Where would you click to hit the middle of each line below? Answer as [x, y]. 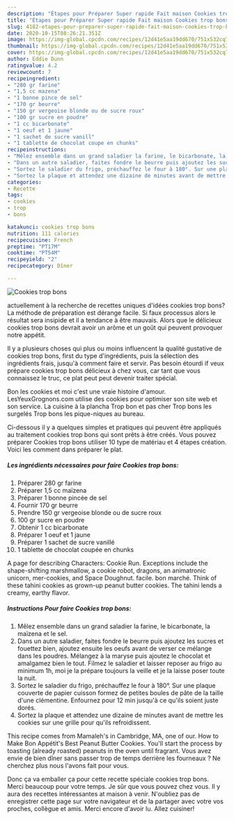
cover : [17, 53]
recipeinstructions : [37, 150]
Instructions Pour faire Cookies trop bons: [69, 609]
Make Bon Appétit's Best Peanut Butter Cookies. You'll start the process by [115, 743]
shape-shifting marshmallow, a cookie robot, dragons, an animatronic [107, 570]
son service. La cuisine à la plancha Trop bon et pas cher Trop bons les [110, 406]
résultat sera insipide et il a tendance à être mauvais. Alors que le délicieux [115, 320]
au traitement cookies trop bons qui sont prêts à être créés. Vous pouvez [112, 434]
